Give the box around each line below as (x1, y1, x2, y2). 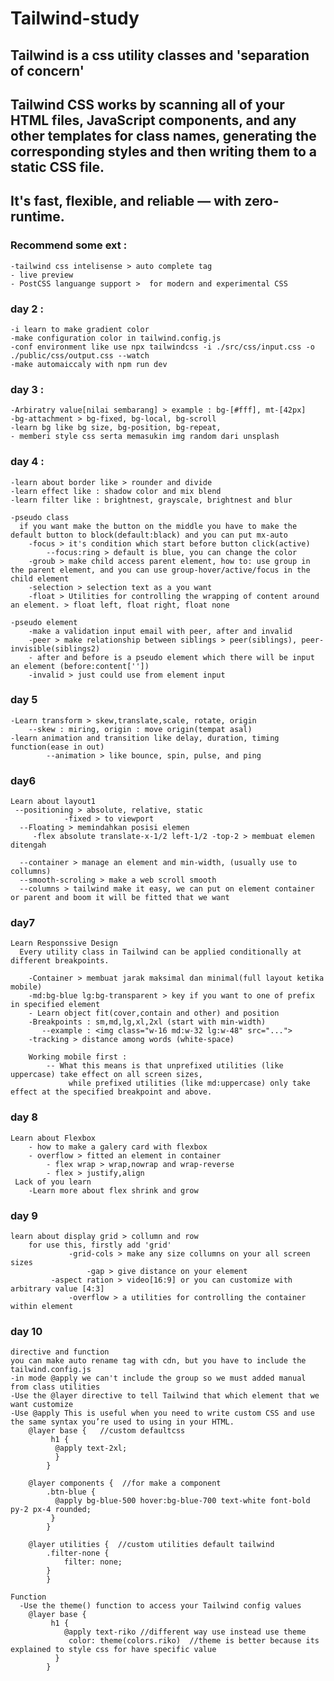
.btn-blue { (46, 1487, 97, 1497)
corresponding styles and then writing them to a (10, 143, 317, 160)
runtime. (10, 208, 65, 226)
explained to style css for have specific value (10, 1645, 217, 1655)
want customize (10, 1400, 74, 1410)
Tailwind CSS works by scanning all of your (10, 96, 285, 113)
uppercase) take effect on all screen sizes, (10, 1070, 203, 1080)
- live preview (10, 270, 74, 280)
